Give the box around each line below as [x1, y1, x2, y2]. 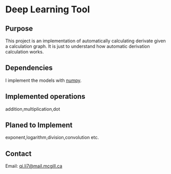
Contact [5, 149, 32, 158]
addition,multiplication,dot [5, 106, 60, 112]
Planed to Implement [5, 121, 73, 130]
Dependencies [5, 63, 53, 73]
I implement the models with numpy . [5, 77, 82, 83]
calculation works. [5, 49, 44, 55]
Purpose [5, 24, 33, 33]
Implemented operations [5, 92, 85, 101]
